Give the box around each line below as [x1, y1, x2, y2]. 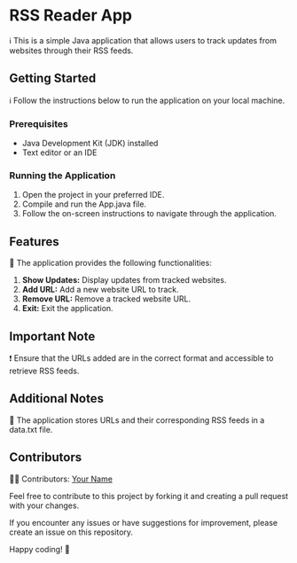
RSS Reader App [9, 5, 133, 26]
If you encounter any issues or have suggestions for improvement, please [9, 517, 277, 528]
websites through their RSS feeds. [9, 45, 134, 56]
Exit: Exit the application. [21, 303, 113, 314]
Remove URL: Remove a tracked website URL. [21, 293, 191, 304]
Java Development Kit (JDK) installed [21, 138, 159, 149]
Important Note [9, 329, 96, 344]
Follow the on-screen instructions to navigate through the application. [21, 208, 277, 219]
